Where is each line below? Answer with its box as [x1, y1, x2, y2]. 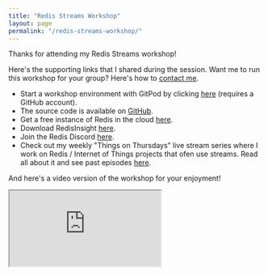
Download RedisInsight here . [19, 123, 116, 134]
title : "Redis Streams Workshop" [8, 11, 121, 20]
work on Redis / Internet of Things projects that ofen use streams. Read [19, 149, 258, 159]
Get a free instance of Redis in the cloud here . [19, 115, 174, 125]
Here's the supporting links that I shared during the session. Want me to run [8, 65, 261, 74]
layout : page [8, 19, 52, 28]
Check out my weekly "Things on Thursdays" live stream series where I [19, 141, 258, 151]
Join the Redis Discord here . [19, 132, 115, 142]
